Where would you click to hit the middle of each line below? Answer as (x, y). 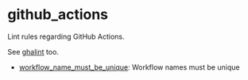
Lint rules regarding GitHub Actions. (66, 36)
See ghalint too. (33, 51)
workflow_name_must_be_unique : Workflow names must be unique (129, 67)
